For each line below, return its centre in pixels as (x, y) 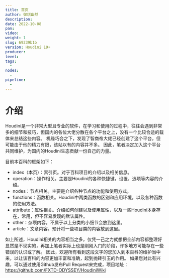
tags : (11, 61)
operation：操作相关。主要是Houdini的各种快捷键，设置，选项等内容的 (86, 178)
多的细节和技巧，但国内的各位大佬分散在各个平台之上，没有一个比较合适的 (82, 132)
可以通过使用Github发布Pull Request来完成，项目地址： (71, 264)
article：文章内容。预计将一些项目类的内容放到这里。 (67, 228)
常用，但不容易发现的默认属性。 (55, 216)
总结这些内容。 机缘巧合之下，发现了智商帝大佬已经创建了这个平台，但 (87, 138)
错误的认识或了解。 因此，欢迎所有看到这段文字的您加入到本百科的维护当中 (83, 252)
